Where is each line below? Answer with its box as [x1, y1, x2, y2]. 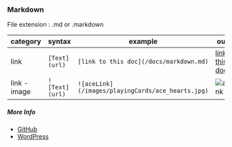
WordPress [17, 133, 49, 141]
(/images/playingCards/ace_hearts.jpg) [77, 87, 209, 95]
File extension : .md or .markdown [7, 21, 104, 29]
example [128, 36, 158, 46]
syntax [48, 36, 71, 46]
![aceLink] [77, 80, 114, 88]
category [10, 36, 41, 46]
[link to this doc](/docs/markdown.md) [77, 58, 209, 66]
